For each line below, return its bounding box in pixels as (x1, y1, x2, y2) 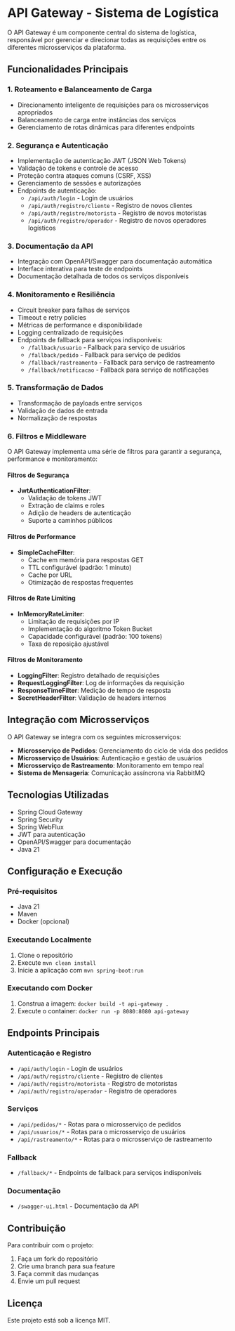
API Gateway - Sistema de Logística (7, 5, 220, 21)
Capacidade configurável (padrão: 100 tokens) (27, 632, 163, 640)
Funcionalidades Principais (7, 63, 128, 75)
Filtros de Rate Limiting (7, 594, 76, 602)
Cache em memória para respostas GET (27, 555, 144, 564)
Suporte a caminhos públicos (27, 517, 113, 525)
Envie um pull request (17, 1277, 81, 1285)
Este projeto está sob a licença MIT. (7, 1316, 111, 1325)
